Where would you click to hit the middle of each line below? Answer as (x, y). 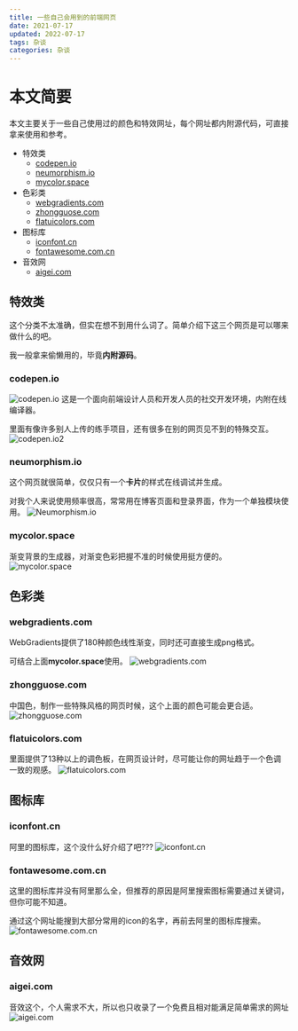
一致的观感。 (32, 770)
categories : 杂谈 (40, 51)
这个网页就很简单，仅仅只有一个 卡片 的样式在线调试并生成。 (118, 482)
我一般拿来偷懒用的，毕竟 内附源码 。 (75, 355)
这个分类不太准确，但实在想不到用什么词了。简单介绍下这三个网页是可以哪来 (149, 325)
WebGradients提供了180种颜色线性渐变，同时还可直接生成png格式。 (134, 642)
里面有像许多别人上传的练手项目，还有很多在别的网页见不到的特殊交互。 (141, 429)
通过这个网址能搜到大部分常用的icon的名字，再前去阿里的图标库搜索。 (137, 921)
